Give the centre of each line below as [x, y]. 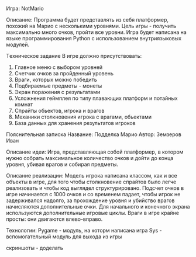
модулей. [18, 44]
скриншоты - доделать [35, 248]
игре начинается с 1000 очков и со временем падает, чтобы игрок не [93, 194]
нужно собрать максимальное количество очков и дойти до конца [90, 158]
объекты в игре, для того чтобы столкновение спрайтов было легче [91, 182]
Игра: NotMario [25, 8]
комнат [24, 104]
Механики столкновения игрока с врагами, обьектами [83, 117]
